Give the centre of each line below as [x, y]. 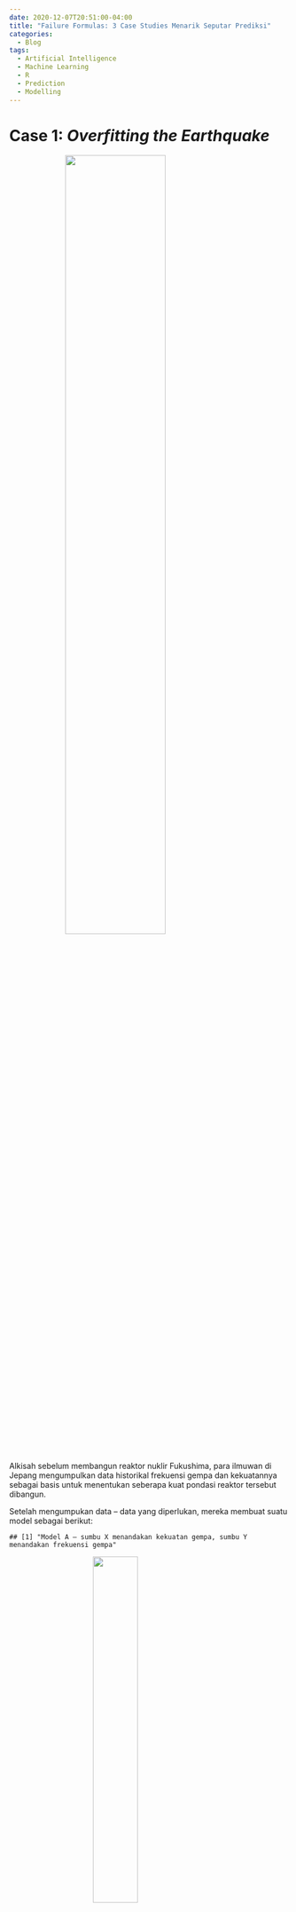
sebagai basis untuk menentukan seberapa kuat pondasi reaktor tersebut [143, 1485]
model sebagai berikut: [51, 1521]
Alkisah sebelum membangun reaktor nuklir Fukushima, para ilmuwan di [140, 1466]
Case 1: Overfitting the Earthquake [140, 135]
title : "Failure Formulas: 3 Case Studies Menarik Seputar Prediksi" [140, 26]
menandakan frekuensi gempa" [63, 1545]
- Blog [29, 42]
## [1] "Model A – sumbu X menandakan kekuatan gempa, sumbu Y [129, 1537]
